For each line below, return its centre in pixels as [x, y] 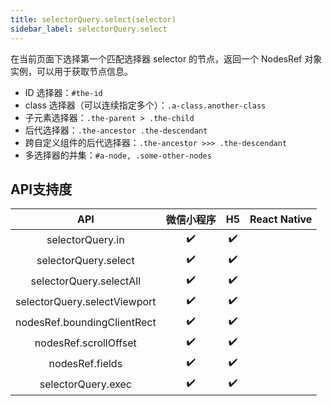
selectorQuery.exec [85, 384]
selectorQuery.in [85, 239]
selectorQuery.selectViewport [86, 301]
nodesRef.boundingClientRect [86, 322]
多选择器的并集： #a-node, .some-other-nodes [118, 155]
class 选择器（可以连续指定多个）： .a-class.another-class [145, 105]
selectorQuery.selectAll [86, 281]
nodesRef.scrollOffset [85, 343]
